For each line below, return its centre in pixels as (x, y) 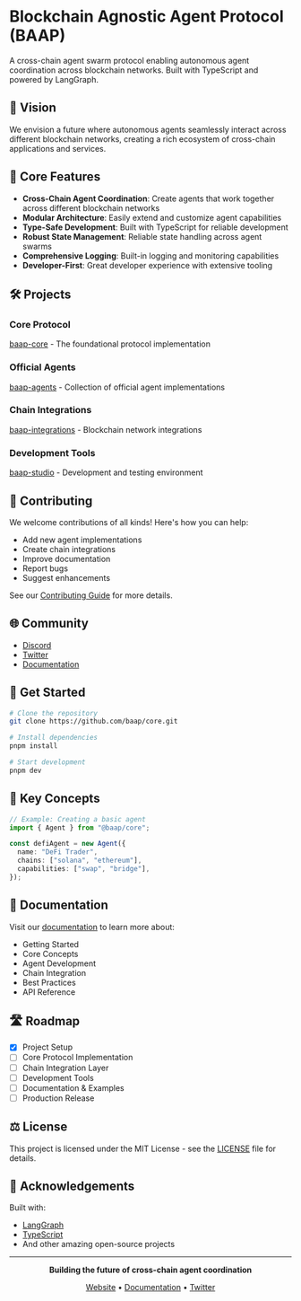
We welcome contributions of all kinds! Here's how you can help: (129, 522)
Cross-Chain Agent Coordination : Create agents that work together (148, 198)
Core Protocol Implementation (77, 1058)
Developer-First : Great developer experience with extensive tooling (147, 265)
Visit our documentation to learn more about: (92, 927)
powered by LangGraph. (54, 79)
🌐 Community (49, 624)
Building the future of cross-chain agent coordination (150, 1270)
